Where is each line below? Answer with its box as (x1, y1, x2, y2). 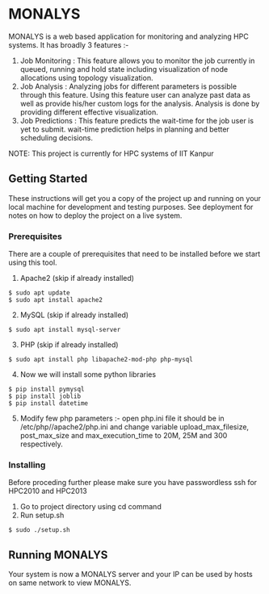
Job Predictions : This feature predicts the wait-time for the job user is (19, 115, 254, 125)
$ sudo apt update (8, 289, 70, 297)
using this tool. (8, 257, 58, 267)
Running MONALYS (8, 548, 108, 562)
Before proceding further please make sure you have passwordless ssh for (8, 478, 257, 487)
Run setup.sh (19, 510, 65, 521)
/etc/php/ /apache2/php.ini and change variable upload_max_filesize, (19, 422, 249, 432)
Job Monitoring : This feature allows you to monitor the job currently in (19, 56, 255, 65)
